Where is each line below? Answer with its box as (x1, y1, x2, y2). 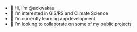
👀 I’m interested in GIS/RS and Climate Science (10, 10, 108, 16)
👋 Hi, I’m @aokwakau (10, 5, 55, 11)
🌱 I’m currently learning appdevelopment (10, 16, 95, 21)
